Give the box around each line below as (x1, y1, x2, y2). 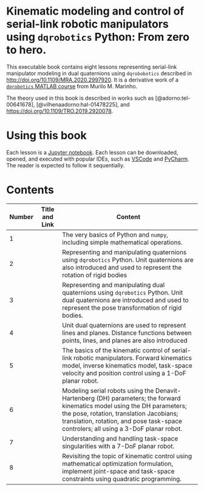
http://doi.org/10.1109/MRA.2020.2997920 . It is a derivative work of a (6, 76, 179, 83)
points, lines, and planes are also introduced (61, 336, 188, 344)
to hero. (6, 43, 47, 57)
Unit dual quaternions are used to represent (61, 321, 186, 329)
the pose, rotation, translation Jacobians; (61, 409, 178, 417)
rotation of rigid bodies (61, 271, 127, 279)
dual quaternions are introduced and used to (61, 296, 189, 304)
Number (9, 212, 33, 221)
